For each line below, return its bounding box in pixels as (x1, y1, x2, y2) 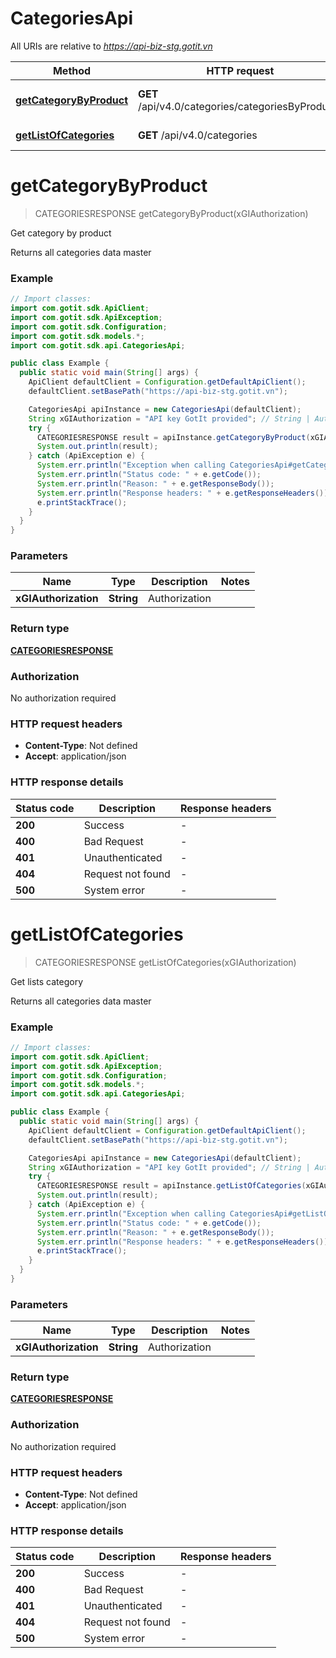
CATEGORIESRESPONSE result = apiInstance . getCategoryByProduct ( (36, 432, 311, 442)
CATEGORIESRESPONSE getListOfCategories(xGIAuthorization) (34, 956, 297, 968)
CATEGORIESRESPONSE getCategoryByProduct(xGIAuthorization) (34, 207, 309, 219)
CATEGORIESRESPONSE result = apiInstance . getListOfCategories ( (36, 1181, 307, 1191)
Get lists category (10, 975, 84, 987)
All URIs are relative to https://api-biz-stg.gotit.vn (10, 40, 213, 52)
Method (52, 63, 92, 77)
